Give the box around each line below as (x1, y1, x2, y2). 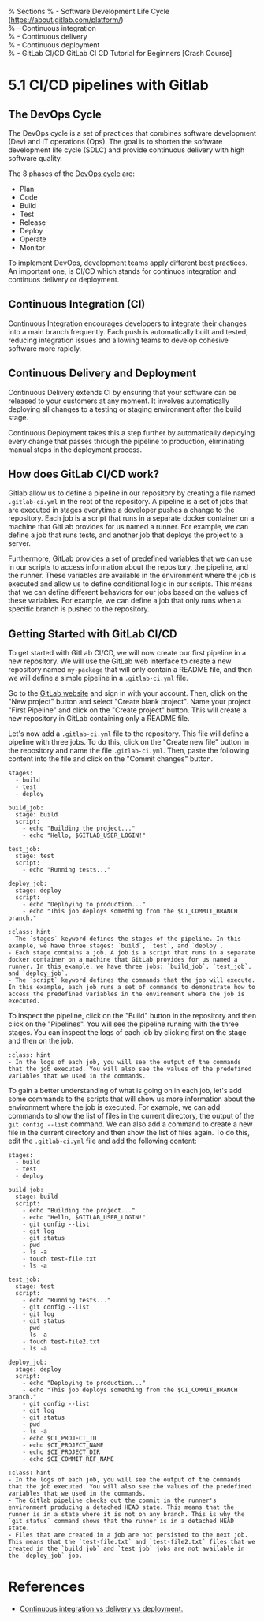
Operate (19, 234, 46, 244)
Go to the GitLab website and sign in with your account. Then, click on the (8, 689, 248, 698)
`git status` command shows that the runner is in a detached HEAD (8, 1518, 235, 1526)
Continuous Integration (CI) (8, 297, 146, 311)
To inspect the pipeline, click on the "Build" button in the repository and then (8, 1011, 257, 1021)
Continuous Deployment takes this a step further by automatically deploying (8, 428, 255, 437)
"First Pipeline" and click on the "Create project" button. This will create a (8, 705, 247, 715)
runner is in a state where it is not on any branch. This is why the (8, 1511, 245, 1518)
